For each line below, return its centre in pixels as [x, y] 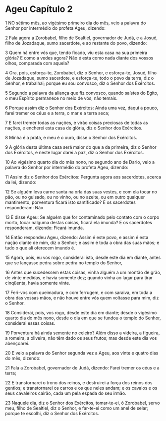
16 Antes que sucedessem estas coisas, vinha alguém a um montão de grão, [83, 272]
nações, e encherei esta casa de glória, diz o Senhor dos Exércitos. [74, 128]
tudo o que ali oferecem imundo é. [40, 248]
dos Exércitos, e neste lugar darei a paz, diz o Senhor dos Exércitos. [75, 152]
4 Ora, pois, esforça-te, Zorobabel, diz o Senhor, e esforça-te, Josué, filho [81, 72]
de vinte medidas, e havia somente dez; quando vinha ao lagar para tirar [79, 277]
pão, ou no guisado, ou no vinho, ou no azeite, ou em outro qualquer [75, 197]
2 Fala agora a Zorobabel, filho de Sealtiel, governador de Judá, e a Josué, [81, 38]
